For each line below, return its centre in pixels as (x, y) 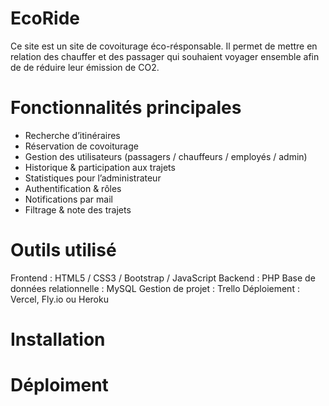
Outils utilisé (63, 250)
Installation (58, 339)
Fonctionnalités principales (126, 108)
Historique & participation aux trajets (100, 167)
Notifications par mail (68, 199)
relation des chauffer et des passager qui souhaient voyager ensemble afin (165, 56)
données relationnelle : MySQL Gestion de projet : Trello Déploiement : (155, 288)
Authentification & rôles (73, 188)
